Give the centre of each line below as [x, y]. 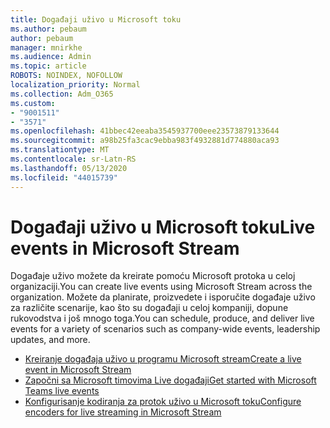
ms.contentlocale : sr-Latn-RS [73, 159]
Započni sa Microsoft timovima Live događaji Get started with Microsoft [170, 380]
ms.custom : [33, 103]
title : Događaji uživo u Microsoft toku [96, 19]
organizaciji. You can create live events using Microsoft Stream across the [161, 287]
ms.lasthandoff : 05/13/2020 [69, 168]
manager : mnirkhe [46, 47]
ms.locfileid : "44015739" [64, 177]
